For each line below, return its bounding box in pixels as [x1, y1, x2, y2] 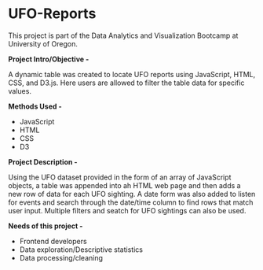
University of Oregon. [8, 39, 79, 48]
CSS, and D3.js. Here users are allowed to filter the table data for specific [8, 78, 245, 87]
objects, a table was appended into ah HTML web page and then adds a [8, 180, 241, 190]
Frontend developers [19, 236, 88, 246]
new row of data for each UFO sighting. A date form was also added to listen [8, 189, 256, 198]
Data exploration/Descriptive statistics [19, 245, 144, 254]
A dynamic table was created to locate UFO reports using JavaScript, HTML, [8, 69, 256, 79]
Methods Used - [8, 102, 62, 111]
